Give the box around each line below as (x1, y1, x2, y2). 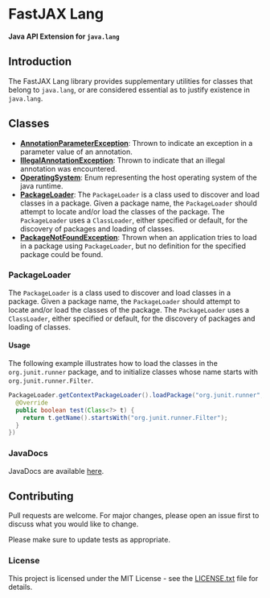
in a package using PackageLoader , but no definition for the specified (19, 241, 247, 251)
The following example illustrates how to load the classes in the (8, 359, 219, 368)
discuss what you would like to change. (8, 519, 139, 529)
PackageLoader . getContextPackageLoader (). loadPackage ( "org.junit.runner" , (8, 392, 264, 400)
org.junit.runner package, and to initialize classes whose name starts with (8, 368, 259, 377)
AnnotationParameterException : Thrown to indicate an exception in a (19, 138, 253, 147)
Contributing (8, 489, 74, 503)
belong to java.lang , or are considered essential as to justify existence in (8, 85, 251, 94)
